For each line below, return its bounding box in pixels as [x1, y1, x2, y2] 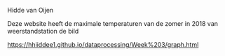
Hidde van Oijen [7, 6, 54, 14]
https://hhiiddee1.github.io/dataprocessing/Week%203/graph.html [7, 41, 199, 48]
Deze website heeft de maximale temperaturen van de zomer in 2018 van [7, 20, 219, 27]
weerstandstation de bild [7, 27, 79, 35]
